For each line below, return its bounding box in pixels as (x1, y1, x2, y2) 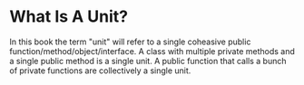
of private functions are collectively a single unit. (9, 65, 191, 76)
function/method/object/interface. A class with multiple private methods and (9, 45, 295, 56)
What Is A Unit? (9, 6, 129, 27)
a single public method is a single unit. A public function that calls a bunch (9, 55, 287, 66)
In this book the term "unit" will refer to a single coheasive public (9, 36, 251, 47)
